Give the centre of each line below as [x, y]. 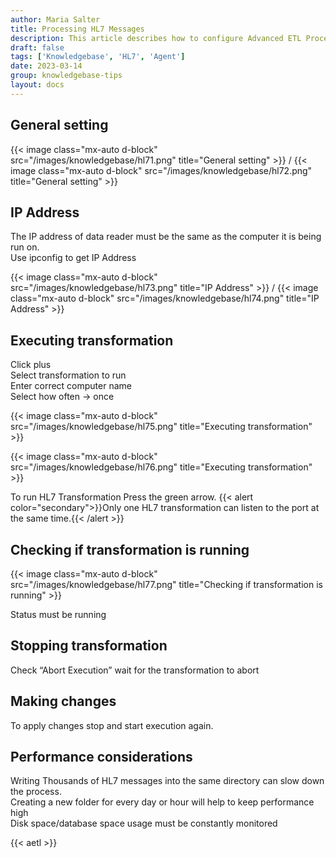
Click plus [31, 365]
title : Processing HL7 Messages [77, 29]
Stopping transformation [89, 646]
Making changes [63, 701]
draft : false [37, 47]
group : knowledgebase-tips [66, 76]
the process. [36, 792]
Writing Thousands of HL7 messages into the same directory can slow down [167, 781]
